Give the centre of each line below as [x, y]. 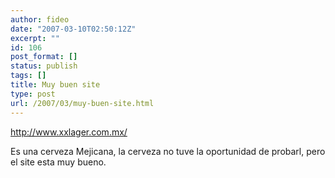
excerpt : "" [35, 38]
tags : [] [28, 76]
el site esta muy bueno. [58, 162]
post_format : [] [44, 57]
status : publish [44, 66]
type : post [33, 94]
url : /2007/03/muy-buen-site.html [82, 103]
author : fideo [40, 19]
